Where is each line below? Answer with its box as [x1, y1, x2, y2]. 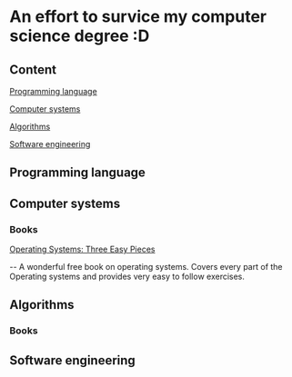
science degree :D [9, 25, 150, 46]
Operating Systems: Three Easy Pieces [9, 243, 156, 255]
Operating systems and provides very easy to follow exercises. [9, 271, 246, 283]
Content [9, 62, 57, 77]
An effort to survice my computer [9, 6, 267, 27]
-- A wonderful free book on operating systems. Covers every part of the [9, 262, 284, 273]
